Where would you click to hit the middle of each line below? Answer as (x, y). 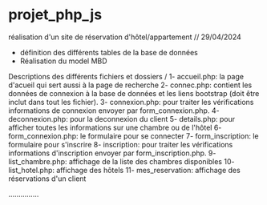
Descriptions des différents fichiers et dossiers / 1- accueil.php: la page (126, 76)
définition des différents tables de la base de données (109, 52)
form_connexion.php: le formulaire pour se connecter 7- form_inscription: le (133, 136)
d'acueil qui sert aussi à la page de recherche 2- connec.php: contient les (130, 85)
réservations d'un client (47, 179)
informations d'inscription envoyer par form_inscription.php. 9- (112, 153)
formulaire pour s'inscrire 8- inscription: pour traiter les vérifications (121, 144)
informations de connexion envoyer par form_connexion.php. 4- (114, 111)
